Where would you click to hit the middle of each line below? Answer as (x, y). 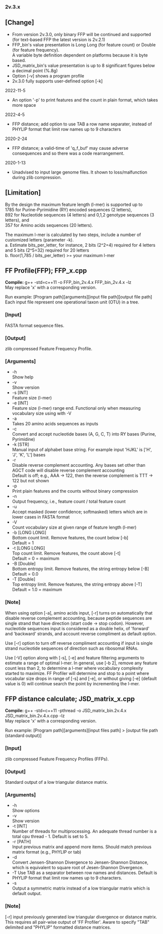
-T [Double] (24, 579)
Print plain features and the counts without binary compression (75, 491)
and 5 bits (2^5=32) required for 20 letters (47, 250)
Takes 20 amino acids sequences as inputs (55, 424)
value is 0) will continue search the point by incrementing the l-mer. (72, 683)
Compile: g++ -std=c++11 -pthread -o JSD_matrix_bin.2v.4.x (66, 711)
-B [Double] (24, 564)
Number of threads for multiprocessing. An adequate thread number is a (84, 831)
